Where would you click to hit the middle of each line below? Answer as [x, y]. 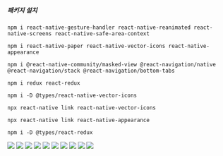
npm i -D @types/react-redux [50, 132]
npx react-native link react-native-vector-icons [82, 108]
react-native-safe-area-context [102, 34]
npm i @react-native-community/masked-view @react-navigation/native [112, 64]
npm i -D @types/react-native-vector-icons [72, 95]
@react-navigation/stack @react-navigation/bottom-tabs [91, 71]
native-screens [30, 34]
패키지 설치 [22, 10]
